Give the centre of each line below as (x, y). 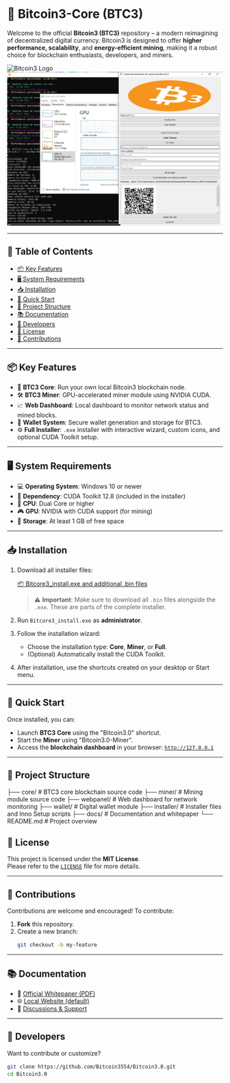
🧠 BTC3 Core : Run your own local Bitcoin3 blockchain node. (102, 387)
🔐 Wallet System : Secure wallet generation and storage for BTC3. (110, 422)
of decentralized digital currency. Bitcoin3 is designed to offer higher (104, 40)
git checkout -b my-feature (57, 945)
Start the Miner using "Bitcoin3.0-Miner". (75, 740)
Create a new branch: (48, 932)
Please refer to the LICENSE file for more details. (74, 866)
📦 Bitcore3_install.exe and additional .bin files (82, 584)
